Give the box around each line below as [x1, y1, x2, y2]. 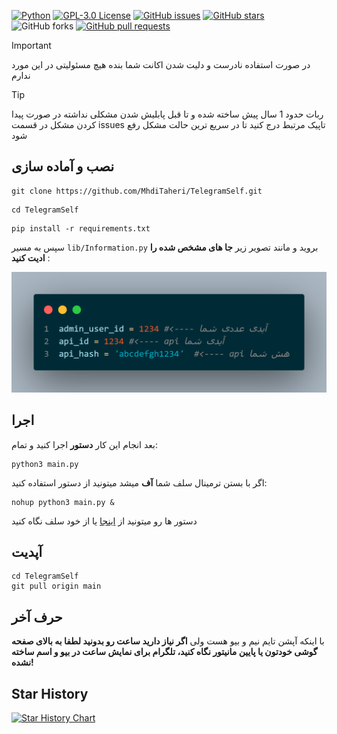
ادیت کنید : [11, 251, 51, 264]
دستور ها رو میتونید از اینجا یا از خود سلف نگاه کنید [11, 515, 198, 527]
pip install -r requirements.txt [11, 223, 151, 234]
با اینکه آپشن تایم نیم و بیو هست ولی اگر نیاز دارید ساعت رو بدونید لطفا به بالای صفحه [11, 635, 325, 647]
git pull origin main [11, 581, 102, 592]
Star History [11, 685, 89, 702]
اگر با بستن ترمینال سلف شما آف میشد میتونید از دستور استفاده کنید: [11, 476, 268, 489]
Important [11, 40, 52, 51]
